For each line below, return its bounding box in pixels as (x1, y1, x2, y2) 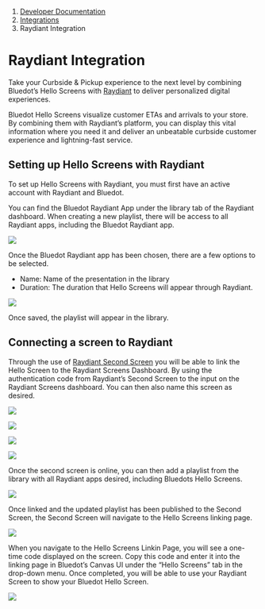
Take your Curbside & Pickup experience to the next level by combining (8, 77, 242, 87)
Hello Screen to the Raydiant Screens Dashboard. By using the (8, 365, 213, 375)
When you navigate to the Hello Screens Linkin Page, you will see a (8, 543, 228, 553)
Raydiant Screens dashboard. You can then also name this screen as (8, 382, 232, 391)
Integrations (19, 15, 60, 25)
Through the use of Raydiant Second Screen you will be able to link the (8, 357, 240, 366)
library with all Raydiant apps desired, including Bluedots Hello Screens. (8, 474, 243, 484)
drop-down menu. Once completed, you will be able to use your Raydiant (8, 568, 248, 578)
